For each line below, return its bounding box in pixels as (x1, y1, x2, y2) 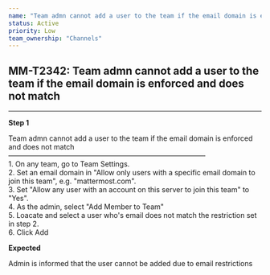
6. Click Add (8, 228, 49, 237)
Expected (8, 243, 42, 253)
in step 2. (8, 219, 39, 229)
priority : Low (8, 27, 56, 35)
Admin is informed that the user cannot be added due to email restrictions (8, 259, 253, 269)
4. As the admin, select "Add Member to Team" (8, 202, 165, 211)
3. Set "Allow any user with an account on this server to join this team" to (8, 185, 250, 195)
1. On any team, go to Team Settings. (8, 159, 130, 169)
